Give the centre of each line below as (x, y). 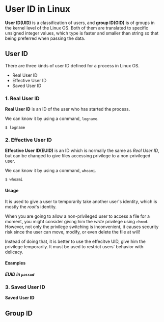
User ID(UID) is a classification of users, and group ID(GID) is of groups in (80, 23)
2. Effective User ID (28, 140)
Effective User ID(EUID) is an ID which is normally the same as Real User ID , (82, 150)
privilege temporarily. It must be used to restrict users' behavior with (74, 246)
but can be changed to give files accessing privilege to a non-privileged (78, 156)
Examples (15, 263)
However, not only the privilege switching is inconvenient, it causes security (82, 227)
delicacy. (14, 252)
